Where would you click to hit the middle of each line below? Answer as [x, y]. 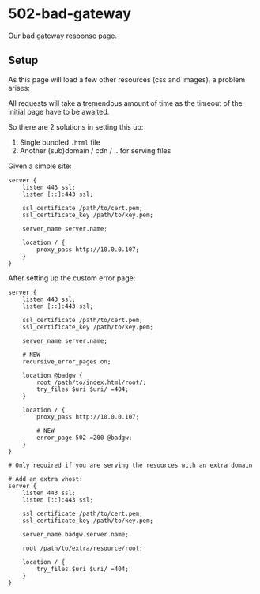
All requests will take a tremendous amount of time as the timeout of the [125, 103]
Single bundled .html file [60, 142]
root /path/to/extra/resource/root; [83, 548]
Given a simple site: [40, 166]
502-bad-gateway [70, 14]
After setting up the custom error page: [72, 278]
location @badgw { [53, 375]
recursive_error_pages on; [67, 361]
